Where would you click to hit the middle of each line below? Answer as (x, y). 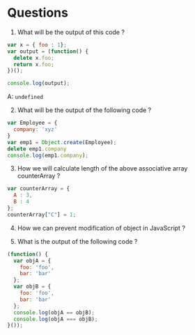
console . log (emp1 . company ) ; (48, 155)
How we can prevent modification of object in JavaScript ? (101, 228)
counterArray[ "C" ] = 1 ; (42, 215)
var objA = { (32, 260)
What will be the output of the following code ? (84, 110)
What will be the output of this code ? (71, 32)
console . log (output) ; (39, 84)
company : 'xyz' (36, 130)
